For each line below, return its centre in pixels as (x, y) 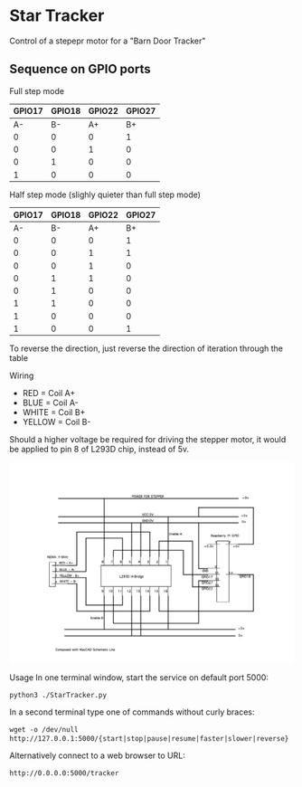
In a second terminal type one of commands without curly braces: (132, 712)
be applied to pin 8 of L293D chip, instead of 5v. (99, 450)
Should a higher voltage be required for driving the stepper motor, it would (148, 440)
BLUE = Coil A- (50, 403)
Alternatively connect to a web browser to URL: (97, 755)
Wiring (22, 375)
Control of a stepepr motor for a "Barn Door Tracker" (108, 41)
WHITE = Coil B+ (54, 412)
